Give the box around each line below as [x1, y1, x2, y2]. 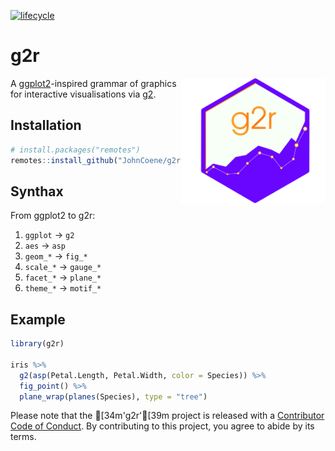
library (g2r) [10, 339, 65, 349]
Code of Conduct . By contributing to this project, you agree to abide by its [10, 420, 315, 432]
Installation [10, 117, 82, 134]
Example [10, 311, 66, 328]
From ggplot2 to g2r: [10, 210, 96, 222]
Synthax [10, 183, 64, 200]
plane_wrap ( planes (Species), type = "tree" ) [19, 391, 208, 402]
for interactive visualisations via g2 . [10, 88, 157, 100]
